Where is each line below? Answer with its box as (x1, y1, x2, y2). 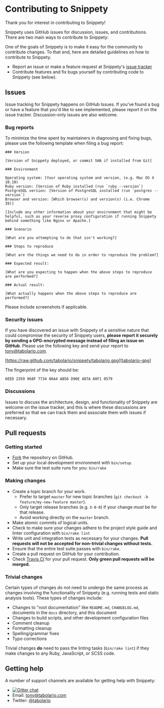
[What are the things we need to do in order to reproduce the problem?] (5, 253, 159, 258)
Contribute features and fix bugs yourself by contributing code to (12, 69, 144, 74)
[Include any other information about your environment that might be (5, 210, 152, 215)
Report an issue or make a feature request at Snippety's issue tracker (12, 64, 153, 70)
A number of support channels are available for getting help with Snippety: (5, 677, 156, 684)
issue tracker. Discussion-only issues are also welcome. (5, 112, 118, 118)
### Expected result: (5, 261, 49, 266)
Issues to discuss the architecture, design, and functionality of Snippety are (5, 399, 158, 405)
